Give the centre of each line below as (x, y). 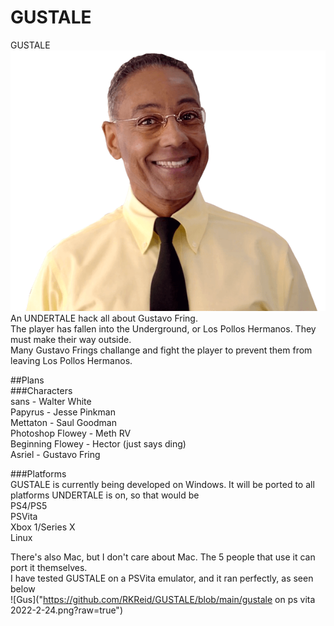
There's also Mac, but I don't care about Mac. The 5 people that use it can (163, 557)
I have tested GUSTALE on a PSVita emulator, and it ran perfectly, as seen (162, 578)
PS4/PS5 (29, 505)
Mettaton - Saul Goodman (63, 422)
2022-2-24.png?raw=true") (66, 610)
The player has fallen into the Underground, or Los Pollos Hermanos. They (163, 328)
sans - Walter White (51, 401)
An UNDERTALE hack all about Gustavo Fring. (104, 318)
